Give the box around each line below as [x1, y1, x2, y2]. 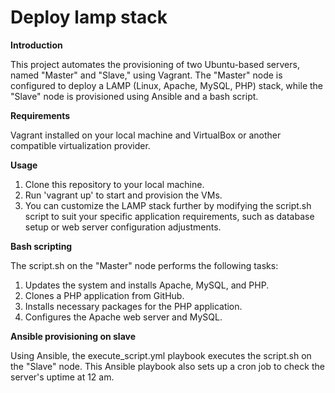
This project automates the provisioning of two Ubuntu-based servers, [10, 58, 300, 70]
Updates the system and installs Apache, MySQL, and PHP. [24, 279, 270, 291]
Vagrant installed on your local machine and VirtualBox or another [10, 129, 282, 141]
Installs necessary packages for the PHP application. [24, 300, 243, 312]
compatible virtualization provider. [10, 139, 151, 151]
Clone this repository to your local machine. [24, 178, 205, 190]
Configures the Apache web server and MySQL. [24, 311, 223, 323]
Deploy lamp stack [10, 6, 168, 29]
